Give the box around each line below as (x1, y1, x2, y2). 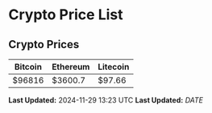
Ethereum (52, 62, 90, 72)
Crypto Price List (8, 6, 123, 24)
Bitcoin (14, 62, 43, 72)
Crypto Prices (8, 38, 80, 51)
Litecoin (98, 62, 130, 72)
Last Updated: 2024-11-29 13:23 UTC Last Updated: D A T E (8, 95, 204, 105)
